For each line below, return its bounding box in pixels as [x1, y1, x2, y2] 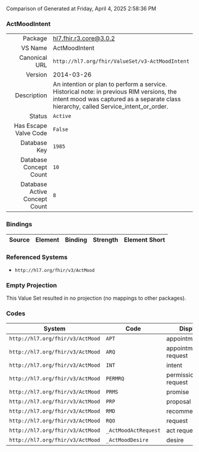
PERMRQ [105, 376, 124, 382]
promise [166, 388, 190, 396]
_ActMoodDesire [105, 437, 149, 444]
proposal [166, 397, 191, 406]
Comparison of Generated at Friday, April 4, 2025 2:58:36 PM [6, 5, 157, 12]
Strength [92, 235, 118, 243]
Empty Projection [6, 281, 57, 289]
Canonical [19, 53, 47, 62]
